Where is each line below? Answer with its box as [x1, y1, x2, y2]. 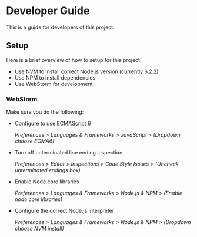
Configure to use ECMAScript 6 [14, 120, 91, 127]
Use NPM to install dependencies [14, 74, 96, 81]
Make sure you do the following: [6, 108, 84, 116]
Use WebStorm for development [14, 80, 93, 87]
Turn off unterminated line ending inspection [14, 149, 123, 156]
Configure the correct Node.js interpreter [14, 208, 115, 215]
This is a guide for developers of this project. [6, 24, 115, 31]
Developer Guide [6, 4, 90, 18]
